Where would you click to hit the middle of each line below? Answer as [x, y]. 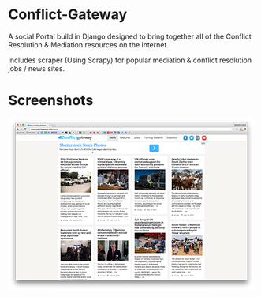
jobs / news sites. [37, 68]
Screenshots [51, 101]
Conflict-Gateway [68, 15]
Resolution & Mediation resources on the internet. [89, 44]
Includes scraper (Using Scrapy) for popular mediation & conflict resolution [130, 60]
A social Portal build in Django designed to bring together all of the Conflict [130, 36]
